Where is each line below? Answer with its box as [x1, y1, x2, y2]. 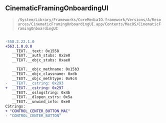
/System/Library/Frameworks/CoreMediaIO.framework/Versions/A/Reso [17, 17, 161, 22]
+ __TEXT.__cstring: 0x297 [5, 85, 64, 90]
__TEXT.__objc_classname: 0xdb [11, 71, 77, 76]
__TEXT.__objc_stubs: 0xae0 [11, 57, 70, 63]
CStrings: [5, 104, 26, 109]
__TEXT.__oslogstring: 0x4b [11, 90, 70, 95]
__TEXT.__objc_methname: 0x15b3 [11, 67, 79, 72]
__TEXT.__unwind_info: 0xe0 [11, 99, 70, 104]
